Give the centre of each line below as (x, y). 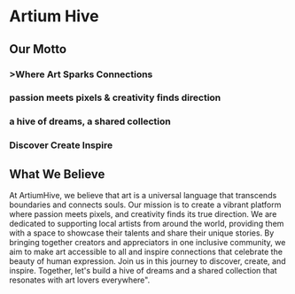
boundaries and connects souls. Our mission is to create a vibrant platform (145, 205)
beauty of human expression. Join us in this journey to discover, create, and (147, 261)
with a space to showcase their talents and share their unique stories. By (142, 233)
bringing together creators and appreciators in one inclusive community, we (147, 243)
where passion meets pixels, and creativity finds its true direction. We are (143, 214)
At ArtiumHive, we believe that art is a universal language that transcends (143, 196)
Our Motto (38, 49)
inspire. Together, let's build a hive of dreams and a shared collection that (143, 271)
